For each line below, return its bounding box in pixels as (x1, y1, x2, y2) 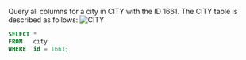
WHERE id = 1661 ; (8, 45, 69, 53)
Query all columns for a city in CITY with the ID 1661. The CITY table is (8, 7, 238, 16)
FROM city (8, 37, 48, 46)
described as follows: (8, 15, 79, 24)
